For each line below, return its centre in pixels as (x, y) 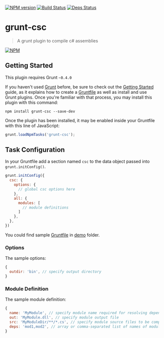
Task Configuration (35, 150)
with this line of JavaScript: (32, 126)
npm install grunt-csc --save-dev (40, 111)
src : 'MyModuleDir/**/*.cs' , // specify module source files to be (80, 322)
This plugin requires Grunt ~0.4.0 (39, 77)
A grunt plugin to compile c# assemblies (58, 41)
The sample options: (26, 258)
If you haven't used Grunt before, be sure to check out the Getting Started (79, 87)
